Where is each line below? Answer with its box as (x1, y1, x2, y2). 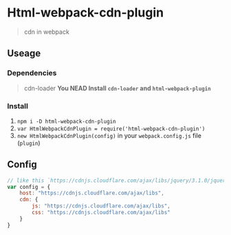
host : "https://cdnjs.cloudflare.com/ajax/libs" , (19, 190, 165, 197)
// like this (7, 177, 45, 184)
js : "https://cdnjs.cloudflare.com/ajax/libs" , (32, 203, 170, 210)
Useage (7, 48, 41, 59)
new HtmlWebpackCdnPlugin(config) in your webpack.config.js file (16, 131, 201, 139)
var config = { (7, 183, 51, 190)
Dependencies (7, 68, 57, 78)
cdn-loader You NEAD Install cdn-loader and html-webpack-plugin (23, 84, 211, 92)
